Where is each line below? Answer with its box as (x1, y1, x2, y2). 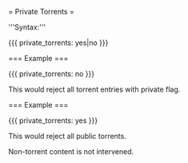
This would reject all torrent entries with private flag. (8, 84, 181, 94)
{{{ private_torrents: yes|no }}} (8, 38, 109, 47)
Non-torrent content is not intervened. (8, 147, 134, 156)
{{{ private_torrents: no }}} (8, 69, 94, 79)
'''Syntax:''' (8, 22, 46, 31)
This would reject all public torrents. (8, 132, 126, 141)
